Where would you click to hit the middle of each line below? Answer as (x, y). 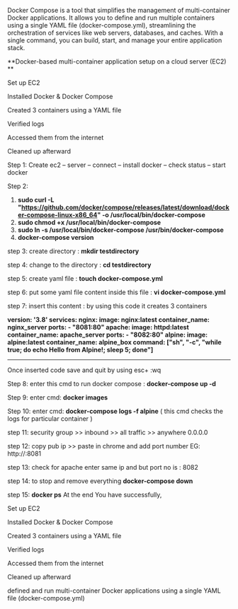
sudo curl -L (36, 200)
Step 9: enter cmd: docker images (58, 398)
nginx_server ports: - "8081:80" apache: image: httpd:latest (98, 327)
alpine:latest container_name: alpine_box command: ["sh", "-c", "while (114, 342)
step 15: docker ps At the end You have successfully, (85, 495)
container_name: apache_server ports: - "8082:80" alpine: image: (108, 335)
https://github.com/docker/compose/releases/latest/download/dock (125, 207)
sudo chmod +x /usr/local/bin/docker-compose (89, 222)
